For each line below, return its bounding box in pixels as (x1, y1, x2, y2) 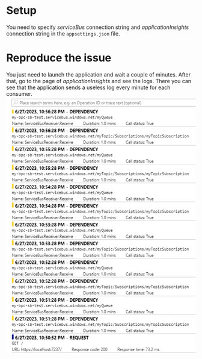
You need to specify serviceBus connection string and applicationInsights (6, 23, 189, 31)
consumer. (6, 90, 33, 97)
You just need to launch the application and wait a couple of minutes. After (6, 70, 191, 78)
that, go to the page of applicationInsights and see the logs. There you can (6, 77, 192, 84)
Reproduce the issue (6, 51, 112, 65)
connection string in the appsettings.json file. (6, 30, 120, 37)
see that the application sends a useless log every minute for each (6, 84, 171, 91)
